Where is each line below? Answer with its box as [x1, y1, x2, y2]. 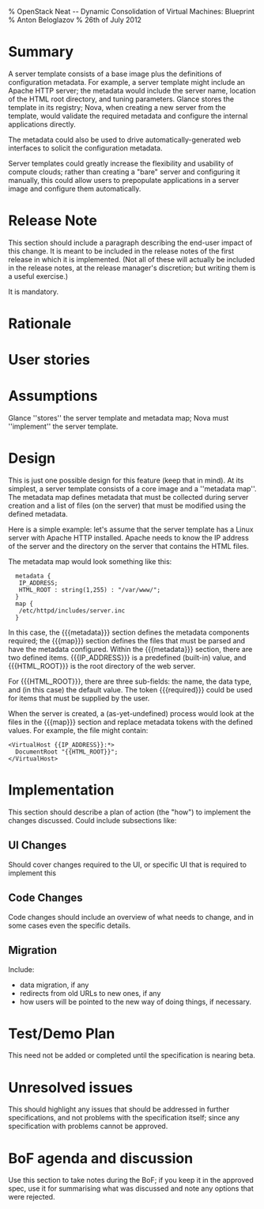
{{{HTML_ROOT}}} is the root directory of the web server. [8, 662, 196, 671]
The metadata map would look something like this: [8, 557, 172, 566]
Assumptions [8, 387, 98, 405]
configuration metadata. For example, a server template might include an [8, 77, 245, 86]
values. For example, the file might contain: [8, 726, 149, 735]
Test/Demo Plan [8, 1024, 115, 1043]
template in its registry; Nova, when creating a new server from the [8, 102, 227, 112]
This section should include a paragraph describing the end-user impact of [8, 238, 253, 247]
